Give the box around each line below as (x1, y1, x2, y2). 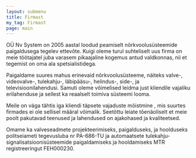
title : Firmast (6, 14, 44, 20)
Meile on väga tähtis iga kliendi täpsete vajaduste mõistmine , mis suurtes (6, 102, 186, 109)
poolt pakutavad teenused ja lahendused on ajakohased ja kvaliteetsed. (6, 115, 181, 122)
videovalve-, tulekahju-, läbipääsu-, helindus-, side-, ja (6, 78, 140, 85)
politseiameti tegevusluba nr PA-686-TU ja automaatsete (6, 133, 144, 140)
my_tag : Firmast (6, 20, 46, 25)
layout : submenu (6, 8, 46, 15)
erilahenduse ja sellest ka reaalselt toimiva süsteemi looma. (6, 91, 151, 98)
